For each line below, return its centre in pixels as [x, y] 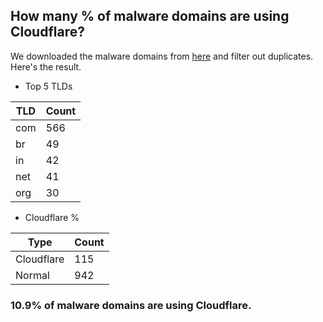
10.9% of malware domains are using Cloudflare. [131, 305]
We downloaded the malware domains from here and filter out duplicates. [162, 56]
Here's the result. [46, 66]
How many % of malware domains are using [150, 16]
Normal [32, 275]
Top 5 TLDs [48, 86]
